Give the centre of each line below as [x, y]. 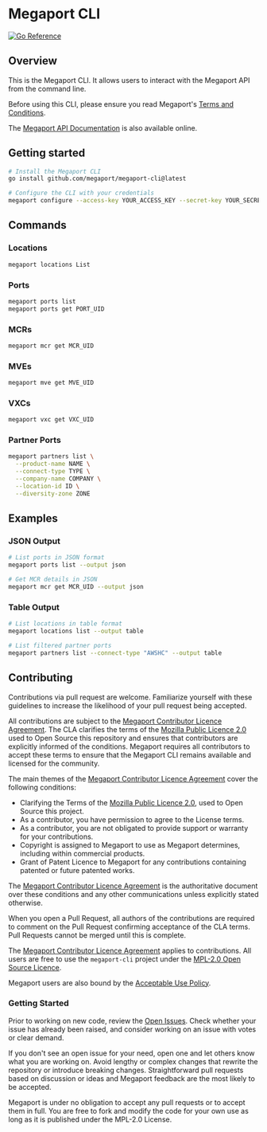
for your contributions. [56, 836]
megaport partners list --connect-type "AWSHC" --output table [115, 653]
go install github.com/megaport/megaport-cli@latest [97, 179]
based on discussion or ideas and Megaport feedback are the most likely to [132, 1078]
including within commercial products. [82, 853]
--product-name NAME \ [53, 464]
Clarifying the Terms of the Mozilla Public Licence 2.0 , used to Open [132, 802]
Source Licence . [35, 967]
